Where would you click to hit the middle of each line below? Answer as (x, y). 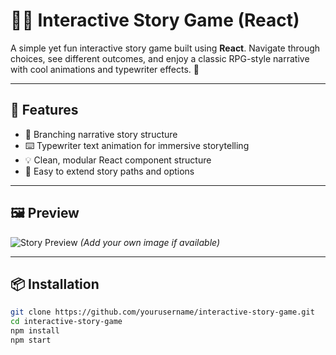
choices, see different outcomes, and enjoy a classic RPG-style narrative (160, 58)
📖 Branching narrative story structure (101, 134)
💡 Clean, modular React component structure (118, 160)
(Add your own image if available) (150, 242)
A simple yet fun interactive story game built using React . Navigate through (165, 48)
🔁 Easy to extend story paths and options (109, 171)
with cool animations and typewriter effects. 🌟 (105, 69)
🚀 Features (44, 110)
